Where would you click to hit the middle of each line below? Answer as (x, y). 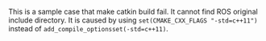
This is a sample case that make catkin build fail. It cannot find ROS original (133, 12)
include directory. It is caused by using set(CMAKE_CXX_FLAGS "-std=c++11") (133, 20)
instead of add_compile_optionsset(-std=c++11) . (89, 29)
